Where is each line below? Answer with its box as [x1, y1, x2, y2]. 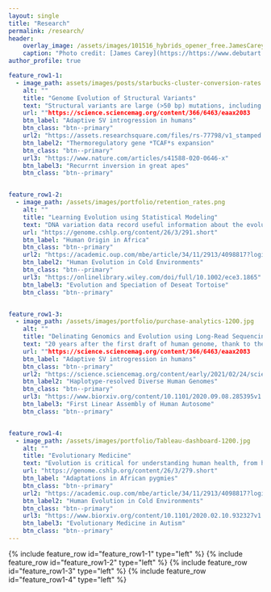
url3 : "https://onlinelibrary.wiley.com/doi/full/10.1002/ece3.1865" [23, 273, 262, 281]
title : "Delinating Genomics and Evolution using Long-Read [23, 333, 229, 341]
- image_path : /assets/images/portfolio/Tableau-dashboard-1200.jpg [15, 437, 251, 445]
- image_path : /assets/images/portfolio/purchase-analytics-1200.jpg [15, 317, 254, 325]
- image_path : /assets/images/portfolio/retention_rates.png [15, 199, 226, 207]
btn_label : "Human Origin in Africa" [23, 236, 150, 244]
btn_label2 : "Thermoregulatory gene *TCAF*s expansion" [23, 139, 215, 147]
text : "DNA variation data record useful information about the [23, 220, 244, 229]
